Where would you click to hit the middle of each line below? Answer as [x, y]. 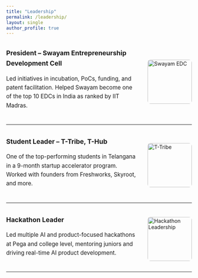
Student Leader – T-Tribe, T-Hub [57, 142]
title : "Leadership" [32, 11]
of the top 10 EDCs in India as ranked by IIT [63, 96]
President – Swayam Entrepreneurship [66, 53]
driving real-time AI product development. [61, 252]
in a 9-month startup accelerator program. [62, 165]
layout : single [25, 22]
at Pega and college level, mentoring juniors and [70, 244]
